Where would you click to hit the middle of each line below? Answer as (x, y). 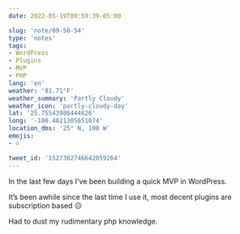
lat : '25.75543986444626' (52, 113)
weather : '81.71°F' (41, 91)
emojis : (21, 136)
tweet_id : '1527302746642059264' (65, 158)
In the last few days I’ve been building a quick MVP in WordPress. (118, 181)
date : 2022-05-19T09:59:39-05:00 (65, 16)
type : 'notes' (32, 38)
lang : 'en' (27, 83)
